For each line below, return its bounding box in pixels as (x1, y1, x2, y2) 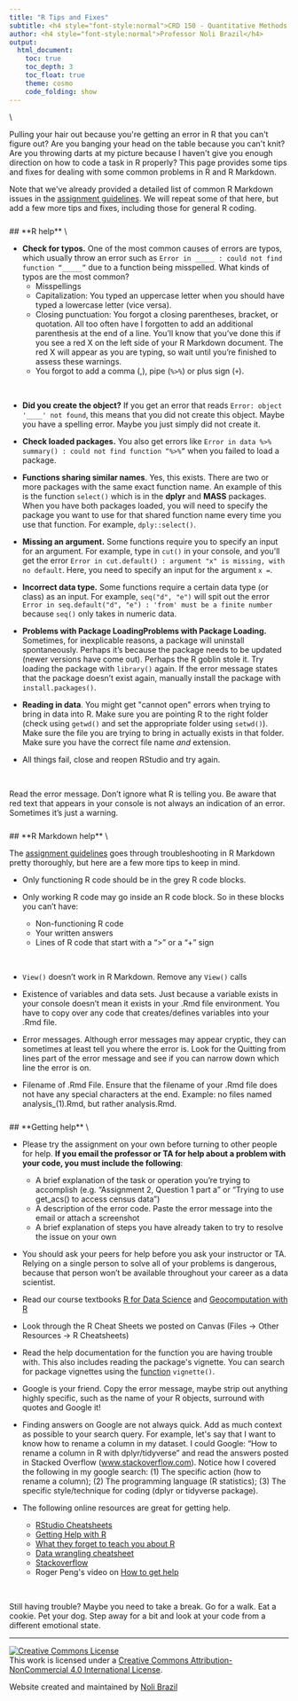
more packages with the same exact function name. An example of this (21, 481, 282, 492)
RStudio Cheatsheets (35, 1519, 113, 1530)
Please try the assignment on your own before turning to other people (21, 1139, 278, 1149)
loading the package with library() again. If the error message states (21, 662, 278, 674)
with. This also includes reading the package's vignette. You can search (21, 1356, 286, 1367)
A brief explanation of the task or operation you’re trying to (35, 1174, 251, 1185)
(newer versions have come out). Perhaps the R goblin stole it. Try (21, 654, 264, 664)
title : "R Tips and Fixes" (9, 12, 109, 22)
